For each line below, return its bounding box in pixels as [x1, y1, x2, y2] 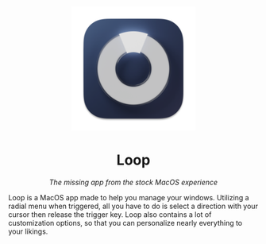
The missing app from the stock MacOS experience [48, 177, 218, 187]
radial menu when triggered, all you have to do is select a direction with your [8, 201, 258, 211]
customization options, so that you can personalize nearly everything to [8, 218, 243, 227]
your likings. [8, 227, 48, 236]
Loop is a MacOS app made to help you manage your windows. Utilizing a [8, 192, 249, 202]
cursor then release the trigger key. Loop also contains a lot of [8, 209, 212, 219]
